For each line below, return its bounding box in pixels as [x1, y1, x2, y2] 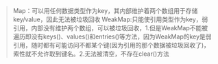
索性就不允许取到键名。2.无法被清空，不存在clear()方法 [12, 50, 169, 58]
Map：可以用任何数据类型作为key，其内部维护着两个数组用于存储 [12, 7, 198, 14]
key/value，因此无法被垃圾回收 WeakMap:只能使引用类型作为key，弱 [12, 15, 208, 23]
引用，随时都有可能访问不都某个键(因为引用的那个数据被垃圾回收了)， [12, 41, 210, 49]
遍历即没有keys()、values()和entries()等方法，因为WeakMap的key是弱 [12, 32, 212, 41]
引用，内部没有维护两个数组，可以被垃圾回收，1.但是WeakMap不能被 [12, 24, 208, 32]
